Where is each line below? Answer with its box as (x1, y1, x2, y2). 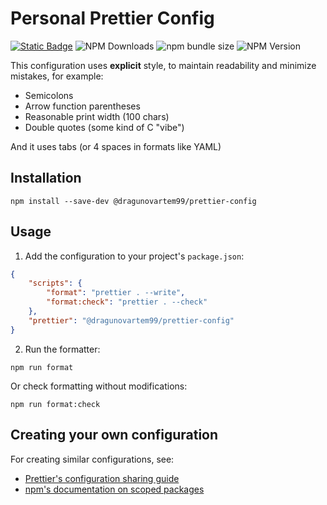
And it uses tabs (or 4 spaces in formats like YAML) (10, 140, 222, 152)
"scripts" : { (28, 278, 83, 289)
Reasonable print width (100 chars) (24, 110, 170, 122)
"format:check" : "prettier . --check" (46, 297, 208, 307)
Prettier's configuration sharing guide (24, 472, 180, 484)
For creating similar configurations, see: (10, 453, 175, 465)
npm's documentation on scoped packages (24, 483, 205, 495)
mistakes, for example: (10, 70, 104, 82)
